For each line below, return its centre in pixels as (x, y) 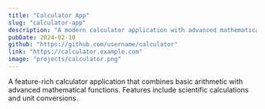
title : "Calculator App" (49, 15)
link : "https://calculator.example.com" (76, 52)
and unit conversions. (43, 98)
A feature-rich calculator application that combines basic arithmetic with (125, 81)
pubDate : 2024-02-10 (42, 37)
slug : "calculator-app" (47, 23)
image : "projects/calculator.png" (65, 60)
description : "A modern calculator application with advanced (112, 30)
